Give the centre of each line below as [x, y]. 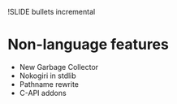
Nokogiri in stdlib [47, 76]
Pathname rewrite [49, 84]
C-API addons [43, 93]
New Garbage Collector [59, 67]
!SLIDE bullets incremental [52, 12]
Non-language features [88, 45]
